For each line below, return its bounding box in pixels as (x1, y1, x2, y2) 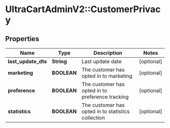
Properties (5, 34, 39, 43)
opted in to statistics (81, 108, 130, 115)
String (52, 58, 67, 65)
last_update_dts (8, 58, 47, 65)
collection (81, 114, 105, 121)
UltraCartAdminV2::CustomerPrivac (5, 4, 161, 15)
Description (93, 50, 122, 56)
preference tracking (81, 94, 129, 100)
